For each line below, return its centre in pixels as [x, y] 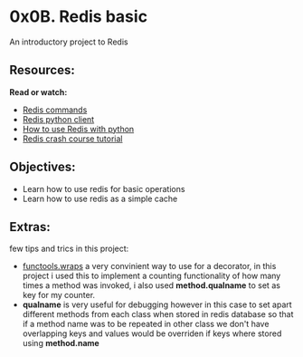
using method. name [61, 343]
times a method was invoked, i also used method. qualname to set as [151, 285]
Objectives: [43, 167]
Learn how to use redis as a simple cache [100, 198]
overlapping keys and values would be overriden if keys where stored [152, 333]
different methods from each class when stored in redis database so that [158, 314]
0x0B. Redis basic [78, 17]
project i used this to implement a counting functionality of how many [151, 276]
